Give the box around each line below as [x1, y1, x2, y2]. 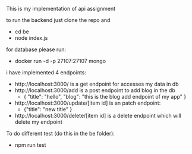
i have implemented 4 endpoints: [6, 69, 87, 76]
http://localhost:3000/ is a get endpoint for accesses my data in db [14, 80, 179, 87]
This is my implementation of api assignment [6, 5, 116, 12]
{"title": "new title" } [23, 106, 73, 112]
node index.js [14, 34, 48, 41]
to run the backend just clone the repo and [6, 17, 111, 23]
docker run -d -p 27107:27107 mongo [14, 58, 106, 64]
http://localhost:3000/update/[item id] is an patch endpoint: [14, 99, 161, 106]
